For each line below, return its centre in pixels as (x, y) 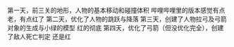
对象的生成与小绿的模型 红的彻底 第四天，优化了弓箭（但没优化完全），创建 (116, 28)
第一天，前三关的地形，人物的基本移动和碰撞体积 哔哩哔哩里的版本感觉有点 (116, 10)
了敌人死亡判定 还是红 (39, 36)
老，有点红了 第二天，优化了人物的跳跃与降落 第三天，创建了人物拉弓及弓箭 (117, 19)
